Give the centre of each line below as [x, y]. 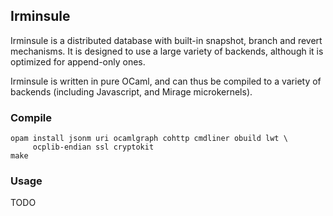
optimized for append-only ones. [78, 61]
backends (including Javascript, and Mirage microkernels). [131, 91]
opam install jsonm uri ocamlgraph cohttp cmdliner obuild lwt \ [149, 139]
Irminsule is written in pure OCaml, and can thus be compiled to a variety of [166, 81]
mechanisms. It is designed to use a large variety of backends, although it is [167, 51]
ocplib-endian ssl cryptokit [93, 147]
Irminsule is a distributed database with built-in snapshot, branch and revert [166, 40]
